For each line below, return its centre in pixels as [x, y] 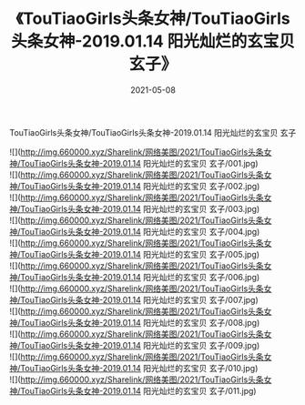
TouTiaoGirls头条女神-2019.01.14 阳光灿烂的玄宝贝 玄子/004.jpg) [140, 231]
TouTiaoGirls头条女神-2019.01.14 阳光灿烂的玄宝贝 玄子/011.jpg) [138, 390]
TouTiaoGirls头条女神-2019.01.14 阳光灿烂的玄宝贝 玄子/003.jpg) [140, 208]
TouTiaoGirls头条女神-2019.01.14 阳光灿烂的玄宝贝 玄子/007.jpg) [140, 299]
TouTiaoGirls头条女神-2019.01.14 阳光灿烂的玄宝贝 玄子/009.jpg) [140, 345]
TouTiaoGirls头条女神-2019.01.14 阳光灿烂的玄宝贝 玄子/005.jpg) [140, 254]
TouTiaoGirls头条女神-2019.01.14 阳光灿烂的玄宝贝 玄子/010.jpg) [139, 368]
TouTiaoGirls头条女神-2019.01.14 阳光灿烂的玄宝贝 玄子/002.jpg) [140, 186]
